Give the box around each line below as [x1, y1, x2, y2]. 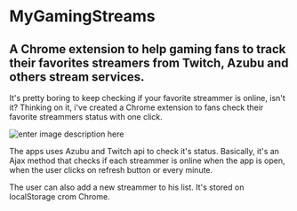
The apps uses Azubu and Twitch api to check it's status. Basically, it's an [9, 146, 280, 156]
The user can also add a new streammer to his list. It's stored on [9, 182, 245, 192]
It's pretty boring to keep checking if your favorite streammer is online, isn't [9, 93, 286, 103]
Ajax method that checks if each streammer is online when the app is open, [9, 155, 286, 166]
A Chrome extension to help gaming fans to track [9, 42, 286, 57]
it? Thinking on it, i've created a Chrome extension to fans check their [9, 102, 264, 113]
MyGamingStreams [9, 6, 156, 27]
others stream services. [9, 69, 145, 84]
